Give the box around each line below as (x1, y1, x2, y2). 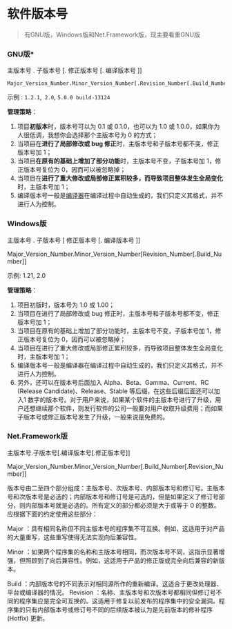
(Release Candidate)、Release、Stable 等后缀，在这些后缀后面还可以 (17, 387, 214, 395)
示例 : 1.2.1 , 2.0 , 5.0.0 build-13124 (7, 93, 110, 101)
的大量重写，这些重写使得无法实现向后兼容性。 (7, 532, 140, 541)
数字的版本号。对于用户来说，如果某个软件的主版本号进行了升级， (27, 395, 215, 403)
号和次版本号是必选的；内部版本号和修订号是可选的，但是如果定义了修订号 (7, 492, 219, 501)
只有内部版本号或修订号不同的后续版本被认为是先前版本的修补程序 (25, 605, 213, 614)
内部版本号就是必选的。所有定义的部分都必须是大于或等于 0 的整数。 (25, 501, 220, 509)
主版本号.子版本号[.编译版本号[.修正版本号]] (7, 448, 130, 457)
